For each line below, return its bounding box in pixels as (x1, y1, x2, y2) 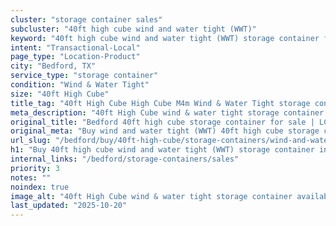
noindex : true (10, 182, 70, 192)
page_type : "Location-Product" (10, 52, 141, 62)
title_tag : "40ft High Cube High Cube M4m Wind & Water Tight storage (10, 98, 311, 108)
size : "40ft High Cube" (10, 89, 110, 99)
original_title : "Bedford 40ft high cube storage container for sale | (10, 117, 315, 127)
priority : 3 (10, 163, 60, 173)
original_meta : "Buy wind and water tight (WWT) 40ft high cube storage (10, 126, 320, 136)
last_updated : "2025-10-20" (10, 201, 128, 211)
